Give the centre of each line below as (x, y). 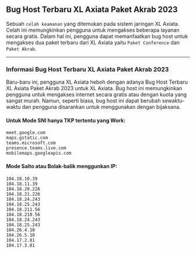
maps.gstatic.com (27, 138)
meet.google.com (26, 133)
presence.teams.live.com (36, 148)
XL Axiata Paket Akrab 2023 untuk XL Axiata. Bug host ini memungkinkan (94, 88)
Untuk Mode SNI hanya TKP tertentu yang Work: (66, 120)
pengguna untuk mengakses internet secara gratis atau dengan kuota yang (97, 95)
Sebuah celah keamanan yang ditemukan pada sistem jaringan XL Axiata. (93, 23)
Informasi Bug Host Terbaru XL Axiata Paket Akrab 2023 (87, 69)
